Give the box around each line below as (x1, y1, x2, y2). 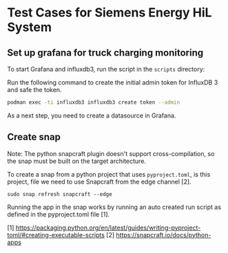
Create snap (7, 131, 61, 143)
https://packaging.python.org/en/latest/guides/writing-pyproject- (15, 223, 201, 232)
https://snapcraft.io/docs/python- (116, 230, 211, 239)
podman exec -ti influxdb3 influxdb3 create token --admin (7, 99, 180, 106)
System (7, 19, 52, 35)
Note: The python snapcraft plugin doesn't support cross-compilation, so (7, 149, 215, 157)
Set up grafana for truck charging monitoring (7, 47, 204, 58)
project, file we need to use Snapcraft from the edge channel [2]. (7, 177, 191, 186)
